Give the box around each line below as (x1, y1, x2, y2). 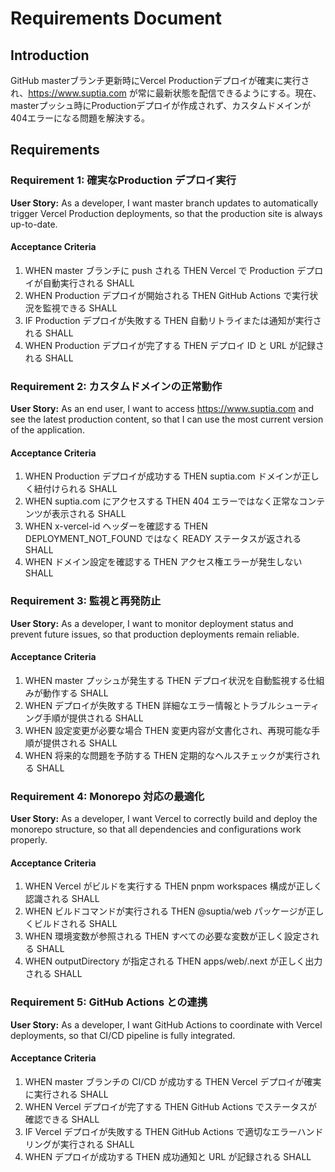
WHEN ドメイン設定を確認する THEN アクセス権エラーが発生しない (24, 556, 303, 568)
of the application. (10, 424, 85, 436)
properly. (10, 834, 48, 846)
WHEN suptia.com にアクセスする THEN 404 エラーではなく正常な (24, 495, 300, 507)
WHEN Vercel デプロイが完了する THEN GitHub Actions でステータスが (24, 1100, 318, 1112)
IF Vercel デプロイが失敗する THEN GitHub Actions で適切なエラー (24, 1125, 298, 1137)
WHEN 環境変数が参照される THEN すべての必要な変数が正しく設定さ (24, 930, 311, 942)
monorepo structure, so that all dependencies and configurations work (10, 823, 302, 836)
